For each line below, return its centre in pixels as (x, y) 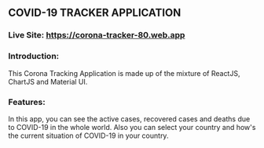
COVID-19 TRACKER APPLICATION (95, 13)
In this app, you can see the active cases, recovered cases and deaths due (129, 119)
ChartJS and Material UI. (48, 81)
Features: (27, 102)
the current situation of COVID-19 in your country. (88, 135)
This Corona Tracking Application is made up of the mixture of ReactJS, (124, 73)
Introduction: (34, 56)
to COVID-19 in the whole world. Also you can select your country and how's (132, 127)
